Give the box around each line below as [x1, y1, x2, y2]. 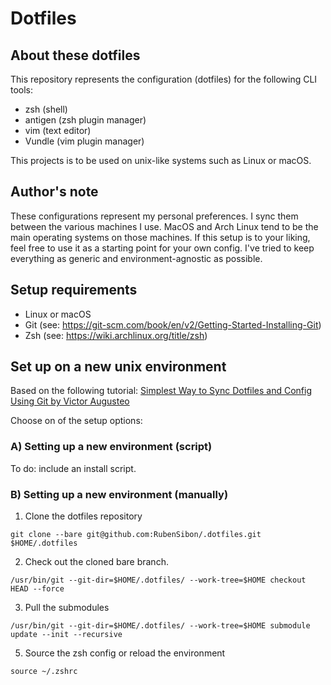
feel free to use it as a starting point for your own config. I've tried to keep [10, 242, 315, 254]
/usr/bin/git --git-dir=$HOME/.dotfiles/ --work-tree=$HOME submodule [10, 621, 311, 631]
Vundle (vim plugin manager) [24, 135, 145, 147]
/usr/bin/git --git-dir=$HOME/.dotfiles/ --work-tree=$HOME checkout [10, 575, 307, 586]
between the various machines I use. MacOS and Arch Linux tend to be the [10, 220, 319, 232]
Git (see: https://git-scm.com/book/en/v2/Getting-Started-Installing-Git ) [24, 318, 322, 331]
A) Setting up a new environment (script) [10, 440, 213, 454]
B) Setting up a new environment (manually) [10, 487, 229, 501]
